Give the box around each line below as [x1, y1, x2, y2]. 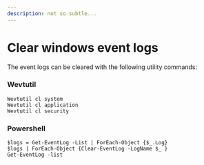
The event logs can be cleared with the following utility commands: [7, 63, 198, 71]
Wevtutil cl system [7, 95, 63, 102]
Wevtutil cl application [7, 101, 79, 108]
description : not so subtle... [7, 10, 97, 17]
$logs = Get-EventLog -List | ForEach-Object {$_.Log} [7, 139, 168, 146]
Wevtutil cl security [7, 108, 70, 115]
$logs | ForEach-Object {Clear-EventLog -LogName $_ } [7, 146, 168, 153]
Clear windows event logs [7, 39, 159, 55]
